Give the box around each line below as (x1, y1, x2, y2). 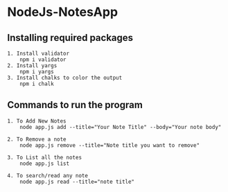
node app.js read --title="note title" (19, 178, 135, 185)
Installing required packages (7, 32, 134, 44)
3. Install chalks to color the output (7, 74, 123, 81)
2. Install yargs (7, 62, 58, 69)
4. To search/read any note (7, 172, 89, 179)
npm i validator (19, 56, 67, 63)
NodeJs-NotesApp (7, 4, 119, 20)
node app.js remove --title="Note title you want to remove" (19, 141, 200, 149)
